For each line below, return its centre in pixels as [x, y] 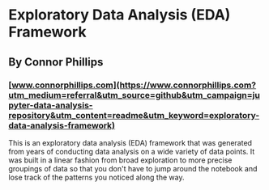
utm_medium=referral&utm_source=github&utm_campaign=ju [134, 95]
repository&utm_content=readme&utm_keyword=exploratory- [134, 115]
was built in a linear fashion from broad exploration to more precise [120, 160]
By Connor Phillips [56, 62]
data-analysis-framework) [62, 125]
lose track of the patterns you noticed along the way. [96, 177]
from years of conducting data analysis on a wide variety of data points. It [132, 151]
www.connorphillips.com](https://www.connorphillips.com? [134, 85]
